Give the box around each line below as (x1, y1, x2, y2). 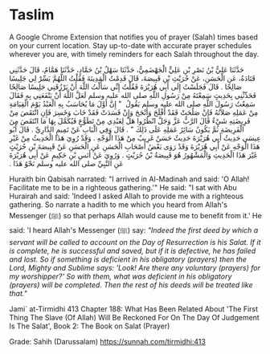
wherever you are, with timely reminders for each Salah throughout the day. (9, 49, 260, 59)
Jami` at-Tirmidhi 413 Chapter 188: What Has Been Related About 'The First (9, 303, 259, 314)
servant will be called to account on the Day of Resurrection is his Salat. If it (9, 237, 261, 246)
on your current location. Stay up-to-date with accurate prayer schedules (9, 40, 252, 50)
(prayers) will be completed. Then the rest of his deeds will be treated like (9, 279, 253, 290)
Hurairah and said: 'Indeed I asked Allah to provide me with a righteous (9, 191, 244, 201)
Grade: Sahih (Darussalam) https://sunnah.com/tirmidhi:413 (9, 336, 206, 346)
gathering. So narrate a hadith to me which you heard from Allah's (9, 199, 228, 210)
